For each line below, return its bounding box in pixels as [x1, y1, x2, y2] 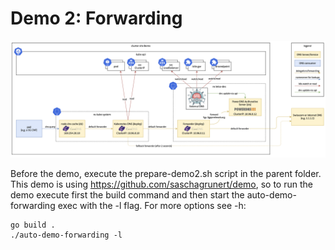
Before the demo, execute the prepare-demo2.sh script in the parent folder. [10, 167, 322, 179]
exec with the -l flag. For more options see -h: [57, 199, 247, 211]
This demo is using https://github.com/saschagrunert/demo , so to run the [10, 178, 313, 190]
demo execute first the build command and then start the [10, 188, 245, 201]
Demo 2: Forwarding [10, 7, 183, 30]
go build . [10, 220, 56, 230]
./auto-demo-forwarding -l [10, 230, 123, 240]
